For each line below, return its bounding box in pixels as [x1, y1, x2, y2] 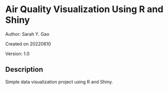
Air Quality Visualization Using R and [5, 4, 163, 15]
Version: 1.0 [5, 51, 30, 57]
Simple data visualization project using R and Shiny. [5, 78, 113, 84]
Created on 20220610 [5, 40, 51, 47]
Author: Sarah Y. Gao [5, 31, 50, 37]
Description [5, 65, 43, 74]
